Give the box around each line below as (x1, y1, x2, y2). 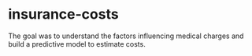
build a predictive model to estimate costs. (8, 39, 146, 48)
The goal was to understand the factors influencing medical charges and (8, 31, 244, 40)
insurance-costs (8, 5, 120, 23)
